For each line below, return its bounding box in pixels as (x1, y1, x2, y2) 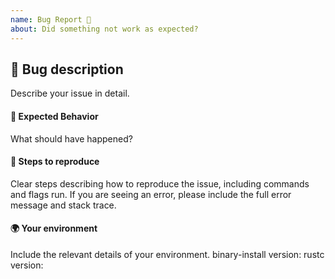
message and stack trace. (10, 199, 117, 211)
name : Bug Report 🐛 (10, 14, 92, 25)
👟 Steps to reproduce (10, 156, 100, 168)
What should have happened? (10, 132, 133, 145)
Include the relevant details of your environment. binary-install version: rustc (10, 248, 325, 260)
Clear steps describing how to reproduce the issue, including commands (10, 177, 310, 190)
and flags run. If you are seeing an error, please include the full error (10, 188, 292, 200)
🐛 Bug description (10, 61, 124, 78)
